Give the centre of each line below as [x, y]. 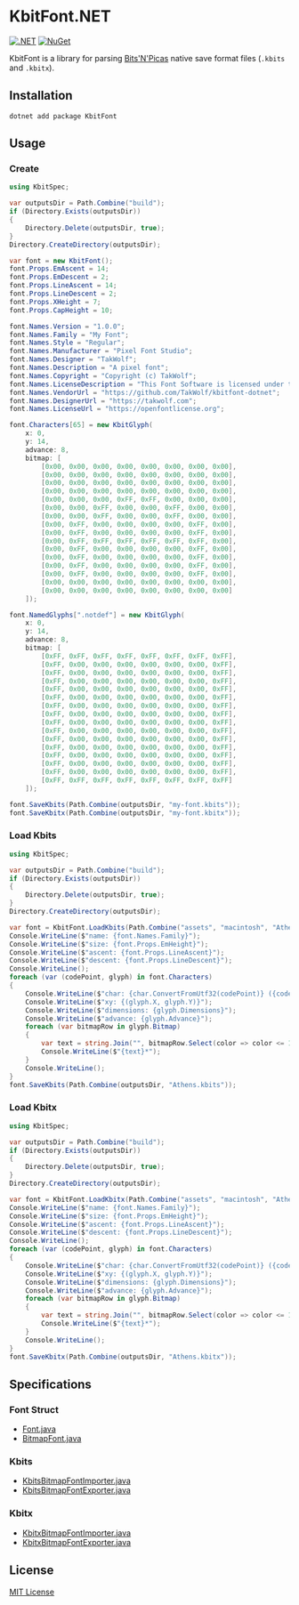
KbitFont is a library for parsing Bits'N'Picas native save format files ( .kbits [147, 58]
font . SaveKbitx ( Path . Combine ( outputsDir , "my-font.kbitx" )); [125, 813]
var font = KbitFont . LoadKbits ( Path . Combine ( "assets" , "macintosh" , [139, 927]
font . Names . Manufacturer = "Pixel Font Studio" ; [101, 351]
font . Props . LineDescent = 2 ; [63, 294]
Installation [41, 96]
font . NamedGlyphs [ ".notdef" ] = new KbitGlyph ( [97, 615]
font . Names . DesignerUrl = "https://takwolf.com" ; [103, 401]
